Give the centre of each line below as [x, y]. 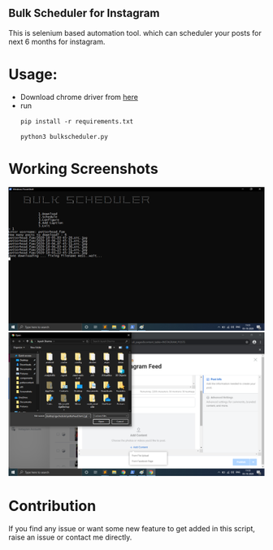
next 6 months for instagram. [57, 41]
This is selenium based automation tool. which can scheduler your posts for [135, 32]
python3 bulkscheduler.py [64, 136]
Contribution [52, 506]
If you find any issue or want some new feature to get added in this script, [132, 528]
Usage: [33, 74]
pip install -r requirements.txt [77, 121]
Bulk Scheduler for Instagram [84, 13]
